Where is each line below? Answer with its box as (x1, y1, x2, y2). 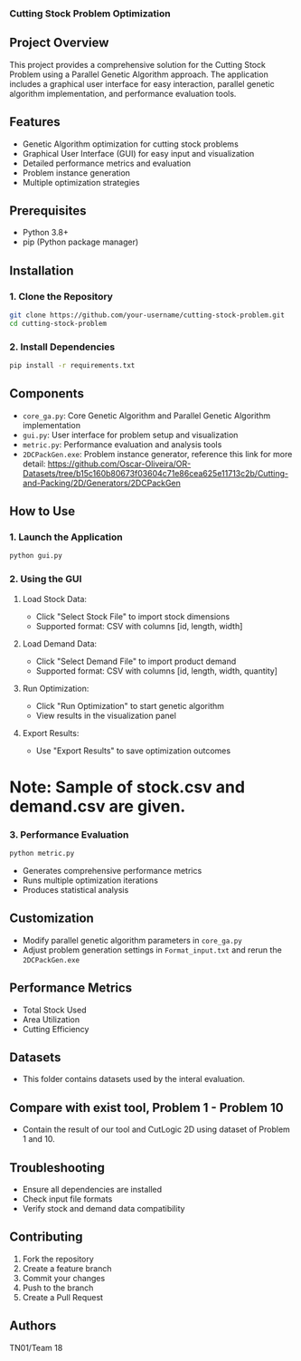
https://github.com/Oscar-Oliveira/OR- (47, 458, 192, 469)
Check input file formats (22, 1193, 113, 1204)
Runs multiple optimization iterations (22, 875, 158, 886)
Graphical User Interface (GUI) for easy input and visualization (22, 148, 255, 158)
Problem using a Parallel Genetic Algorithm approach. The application (9, 69, 268, 80)
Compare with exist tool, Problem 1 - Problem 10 (9, 1099, 284, 1116)
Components (9, 386, 84, 401)
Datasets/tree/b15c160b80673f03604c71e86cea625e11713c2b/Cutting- (22, 467, 289, 478)
